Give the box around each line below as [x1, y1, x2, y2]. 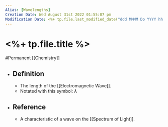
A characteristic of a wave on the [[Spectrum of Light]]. [20, 116, 135, 122]
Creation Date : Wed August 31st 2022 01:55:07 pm [5, 12, 112, 17]
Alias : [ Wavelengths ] [5, 7, 51, 13]
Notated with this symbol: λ [20, 88, 77, 94]
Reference [12, 102, 46, 111]
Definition [12, 69, 44, 78]
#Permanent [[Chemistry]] [5, 55, 60, 61]
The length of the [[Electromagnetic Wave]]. [20, 83, 112, 89]
